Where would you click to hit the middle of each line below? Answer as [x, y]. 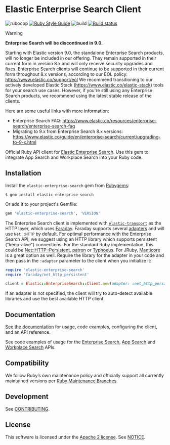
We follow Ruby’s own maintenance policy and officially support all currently [85, 375]
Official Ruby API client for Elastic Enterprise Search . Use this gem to [77, 152]
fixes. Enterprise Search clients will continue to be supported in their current [85, 69]
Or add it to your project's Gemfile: [41, 204]
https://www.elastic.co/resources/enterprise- [110, 120]
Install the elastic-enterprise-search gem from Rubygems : [67, 185]
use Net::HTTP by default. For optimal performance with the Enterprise [78, 234]
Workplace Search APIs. [30, 347]
